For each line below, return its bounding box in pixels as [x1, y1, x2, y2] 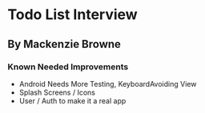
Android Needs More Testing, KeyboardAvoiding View [18, 79, 197, 88]
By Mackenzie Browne [7, 37, 122, 51]
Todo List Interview [7, 6, 138, 24]
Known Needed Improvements [7, 61, 129, 72]
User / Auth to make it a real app [18, 95, 127, 105]
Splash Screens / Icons [18, 88, 95, 97]
